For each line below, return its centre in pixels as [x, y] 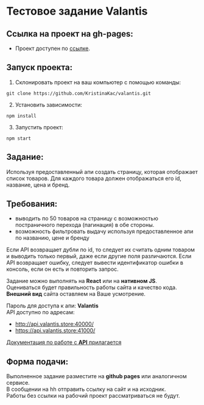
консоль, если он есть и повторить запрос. [62, 269]
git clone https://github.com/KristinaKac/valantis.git [79, 93]
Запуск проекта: [40, 67]
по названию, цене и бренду [52, 238]
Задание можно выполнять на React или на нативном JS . [82, 281]
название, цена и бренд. [38, 185]
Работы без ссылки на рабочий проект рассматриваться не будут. [93, 396]
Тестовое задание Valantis [77, 11]
